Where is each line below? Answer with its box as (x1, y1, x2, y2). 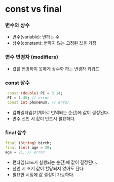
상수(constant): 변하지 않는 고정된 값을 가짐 (12, 40, 97, 46)
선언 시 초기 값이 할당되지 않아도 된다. (12, 165, 85, 171)
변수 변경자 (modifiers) (5, 54, 58, 61)
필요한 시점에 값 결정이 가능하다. (12, 171, 75, 178)
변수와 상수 (5, 22, 30, 29)
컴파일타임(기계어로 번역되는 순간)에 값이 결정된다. (12, 109, 110, 115)
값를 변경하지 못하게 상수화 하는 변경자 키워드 (12, 65, 100, 72)
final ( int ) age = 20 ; (5, 145, 52, 150)
